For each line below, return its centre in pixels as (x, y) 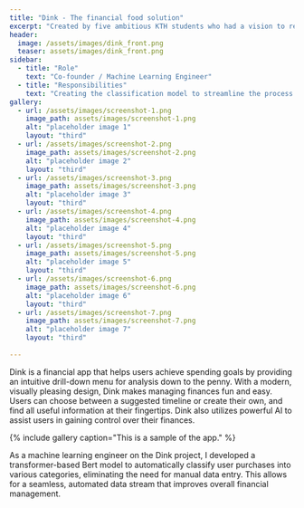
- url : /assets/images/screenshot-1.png (95, 110)
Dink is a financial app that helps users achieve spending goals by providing (151, 371)
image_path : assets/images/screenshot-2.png (111, 152)
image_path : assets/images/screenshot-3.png (111, 187)
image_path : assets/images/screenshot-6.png (111, 287)
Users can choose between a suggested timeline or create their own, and (146, 400)
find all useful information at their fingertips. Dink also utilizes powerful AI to (151, 410)
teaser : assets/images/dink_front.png (91, 52)
